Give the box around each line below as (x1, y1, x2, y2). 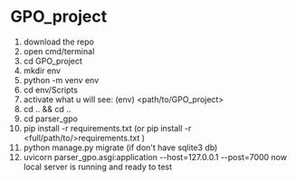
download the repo (23, 36, 94, 47)
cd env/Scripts (23, 84, 78, 95)
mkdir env (23, 65, 62, 76)
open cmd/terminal (23, 45, 95, 56)
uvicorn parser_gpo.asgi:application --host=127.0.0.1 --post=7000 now (23, 151, 288, 162)
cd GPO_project (23, 55, 82, 66)
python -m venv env (23, 74, 99, 85)
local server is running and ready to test (23, 161, 173, 172)
